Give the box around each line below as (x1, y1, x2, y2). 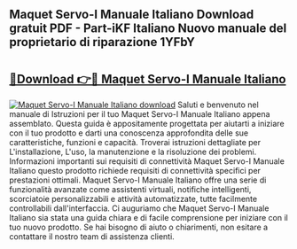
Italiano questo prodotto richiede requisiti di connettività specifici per (9, 166, 262, 175)
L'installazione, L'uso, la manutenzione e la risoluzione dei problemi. (9, 146, 257, 157)
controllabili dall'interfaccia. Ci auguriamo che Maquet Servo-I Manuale (9, 203, 270, 214)
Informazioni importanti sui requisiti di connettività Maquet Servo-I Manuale (9, 156, 285, 167)
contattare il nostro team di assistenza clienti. (9, 231, 175, 242)
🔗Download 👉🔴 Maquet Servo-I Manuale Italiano (9, 71, 286, 87)
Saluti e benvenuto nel (176, 99, 259, 110)
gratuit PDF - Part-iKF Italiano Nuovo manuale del (9, 21, 287, 36)
